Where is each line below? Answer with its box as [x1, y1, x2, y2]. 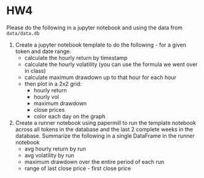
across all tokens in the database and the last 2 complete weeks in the [15, 125, 194, 133]
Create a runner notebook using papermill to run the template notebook [15, 119, 197, 126]
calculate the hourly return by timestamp [24, 54, 128, 61]
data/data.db [6, 30, 40, 37]
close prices [33, 106, 65, 113]
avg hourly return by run [24, 145, 86, 152]
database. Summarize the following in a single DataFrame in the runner [15, 132, 195, 139]
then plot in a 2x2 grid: [24, 80, 82, 87]
